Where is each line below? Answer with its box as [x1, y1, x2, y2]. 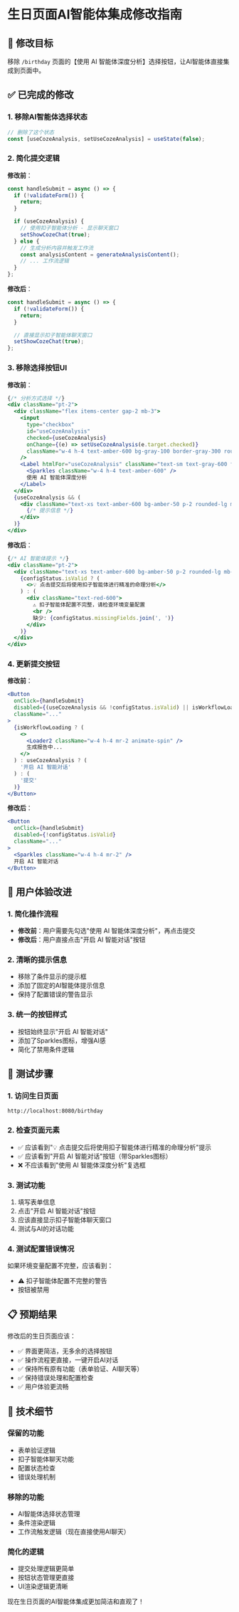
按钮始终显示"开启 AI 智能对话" [17, 1027, 109, 1036]
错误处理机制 [17, 1473, 55, 1481]
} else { [14, 238, 40, 245]
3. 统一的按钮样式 [7, 1010, 68, 1020]
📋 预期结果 [7, 1308, 58, 1320]
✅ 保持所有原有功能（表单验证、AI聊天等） [17, 1364, 144, 1374]
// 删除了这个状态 [7, 129, 55, 136]
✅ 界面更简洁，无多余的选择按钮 [17, 1347, 112, 1356]
